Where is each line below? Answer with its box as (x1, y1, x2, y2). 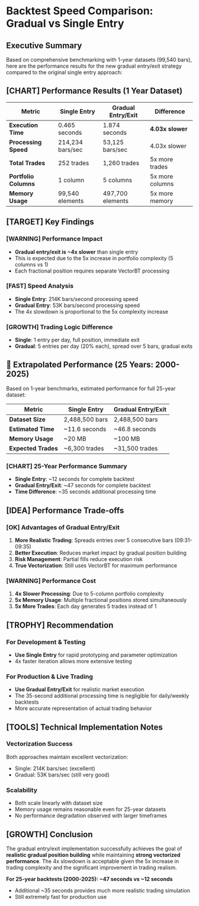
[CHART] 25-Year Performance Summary (6, 462, 127, 470)
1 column (58, 176, 85, 184)
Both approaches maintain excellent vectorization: (6, 753, 129, 761)
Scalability (6, 785, 37, 794)
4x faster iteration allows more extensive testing (14, 657, 132, 664)
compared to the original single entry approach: (6, 69, 123, 75)
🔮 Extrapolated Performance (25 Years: (6, 360, 154, 370)
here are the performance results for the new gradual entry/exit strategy (6, 62, 182, 69)
